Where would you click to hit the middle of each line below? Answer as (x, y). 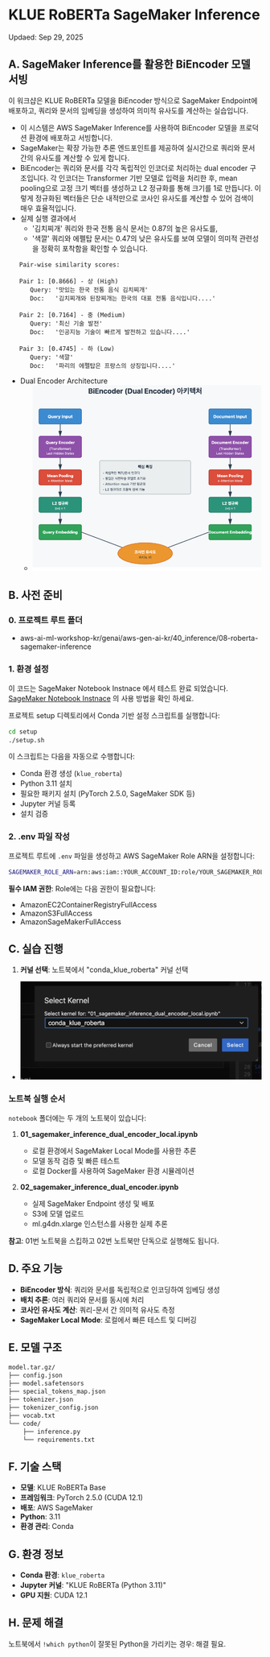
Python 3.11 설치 (46, 783)
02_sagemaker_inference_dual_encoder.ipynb (99, 1187)
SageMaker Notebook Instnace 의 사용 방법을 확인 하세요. (101, 698)
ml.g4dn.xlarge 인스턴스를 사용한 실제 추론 (100, 1223)
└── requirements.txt (59, 1440)
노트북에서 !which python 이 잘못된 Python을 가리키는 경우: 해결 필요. (117, 1643)
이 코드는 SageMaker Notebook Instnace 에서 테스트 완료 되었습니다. (119, 688)
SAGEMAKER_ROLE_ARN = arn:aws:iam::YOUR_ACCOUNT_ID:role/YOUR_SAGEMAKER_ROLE (138, 872)
